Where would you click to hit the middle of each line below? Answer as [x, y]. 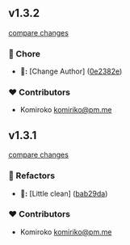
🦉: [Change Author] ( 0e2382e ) [71, 71]
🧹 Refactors [31, 175]
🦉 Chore [24, 53]
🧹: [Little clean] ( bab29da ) [64, 193]
